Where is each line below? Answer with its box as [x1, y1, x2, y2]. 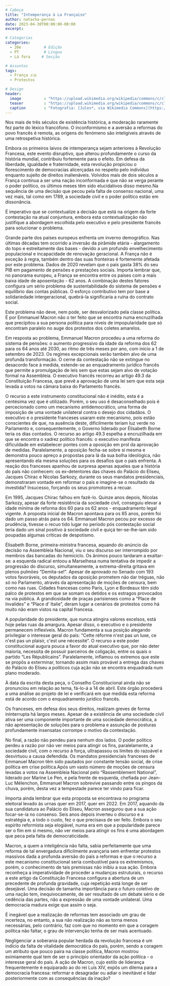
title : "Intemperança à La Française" [5, 12, 87, 17]
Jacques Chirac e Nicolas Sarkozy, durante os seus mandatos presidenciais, [5, 474, 165, 480]
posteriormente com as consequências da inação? [5, 975, 111, 981]
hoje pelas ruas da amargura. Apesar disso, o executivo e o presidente [5, 622, 152, 628]
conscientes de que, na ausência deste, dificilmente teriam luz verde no [5, 420, 155, 426]
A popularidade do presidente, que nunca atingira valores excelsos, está [5, 616, 156, 623]
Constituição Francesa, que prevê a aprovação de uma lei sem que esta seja [5, 378, 164, 384]
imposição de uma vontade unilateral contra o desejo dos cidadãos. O [5, 409, 151, 416]
